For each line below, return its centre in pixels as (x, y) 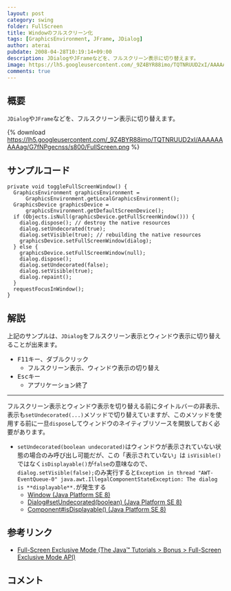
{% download (26, 132)
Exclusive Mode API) (46, 557)
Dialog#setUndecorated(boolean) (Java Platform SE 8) (104, 502)
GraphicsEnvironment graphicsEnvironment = (76, 193)
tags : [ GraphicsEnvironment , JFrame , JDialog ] (75, 39)
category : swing (30, 20)
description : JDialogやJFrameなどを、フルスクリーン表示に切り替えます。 (103, 59)
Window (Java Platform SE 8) (69, 495)
